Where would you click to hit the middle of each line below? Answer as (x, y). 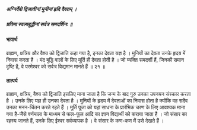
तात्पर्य (12, 80)
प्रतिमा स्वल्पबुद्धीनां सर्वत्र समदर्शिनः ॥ (39, 24)
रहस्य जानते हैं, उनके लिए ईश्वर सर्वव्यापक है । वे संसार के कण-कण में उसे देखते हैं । (85, 121)
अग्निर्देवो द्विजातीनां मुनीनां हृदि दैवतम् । (42, 9)
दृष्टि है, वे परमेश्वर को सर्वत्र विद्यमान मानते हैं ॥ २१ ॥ (56, 66)
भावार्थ (12, 40)
